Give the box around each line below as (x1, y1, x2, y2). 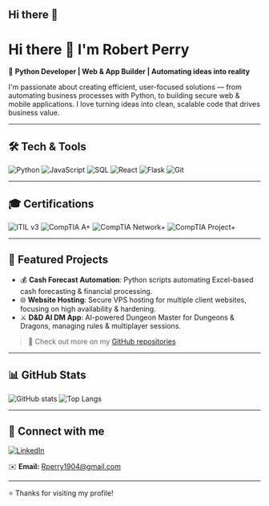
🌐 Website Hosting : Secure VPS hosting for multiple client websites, (19, 295, 247, 304)
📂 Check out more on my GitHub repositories (27, 337, 176, 346)
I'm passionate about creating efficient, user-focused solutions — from (8, 82, 243, 92)
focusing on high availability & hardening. (19, 304, 156, 313)
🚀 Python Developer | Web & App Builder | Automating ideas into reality (8, 67, 251, 76)
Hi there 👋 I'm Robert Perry (8, 40, 190, 59)
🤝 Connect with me (8, 424, 105, 438)
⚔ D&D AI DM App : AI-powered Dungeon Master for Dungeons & (19, 312, 235, 322)
